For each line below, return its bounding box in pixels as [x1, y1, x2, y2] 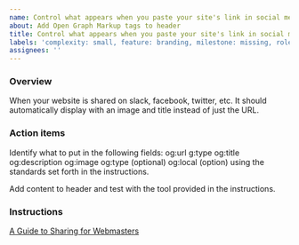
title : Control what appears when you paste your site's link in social [9, 29, 285, 38]
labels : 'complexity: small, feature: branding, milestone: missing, [9, 37, 273, 47]
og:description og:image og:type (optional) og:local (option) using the [9, 156, 265, 167]
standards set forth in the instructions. [9, 166, 149, 177]
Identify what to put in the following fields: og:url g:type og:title [9, 147, 240, 158]
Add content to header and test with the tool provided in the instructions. [9, 183, 276, 194]
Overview [9, 75, 53, 88]
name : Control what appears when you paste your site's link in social [9, 12, 280, 22]
